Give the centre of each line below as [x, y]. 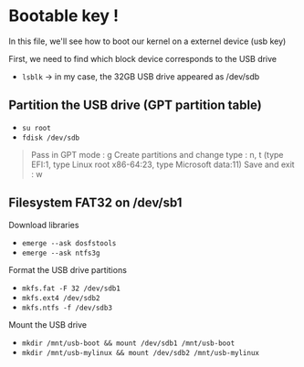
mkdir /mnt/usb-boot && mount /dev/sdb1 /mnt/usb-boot [128, 343]
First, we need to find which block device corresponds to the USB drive [143, 58]
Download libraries [44, 225]
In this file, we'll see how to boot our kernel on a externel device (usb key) [147, 41]
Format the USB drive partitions [68, 269]
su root [36, 128]
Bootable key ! [64, 16]
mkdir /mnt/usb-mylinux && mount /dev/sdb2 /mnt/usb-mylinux [141, 352]
